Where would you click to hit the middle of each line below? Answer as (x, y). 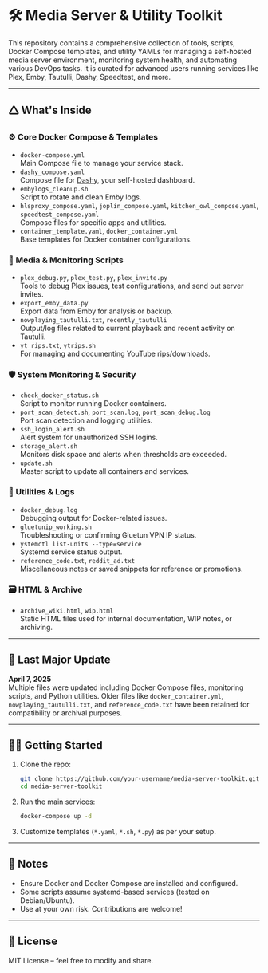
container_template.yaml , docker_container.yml (99, 230)
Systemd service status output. (71, 552)
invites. (32, 294)
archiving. (36, 627)
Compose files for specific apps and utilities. (93, 222)
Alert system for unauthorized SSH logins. (89, 437)
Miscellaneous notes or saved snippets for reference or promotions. (131, 569)
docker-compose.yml (52, 155)
